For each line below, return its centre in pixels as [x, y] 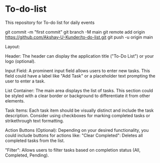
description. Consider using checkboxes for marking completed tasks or [78, 115]
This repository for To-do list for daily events [50, 22]
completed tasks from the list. [35, 141]
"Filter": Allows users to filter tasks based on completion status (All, [73, 150]
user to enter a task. [25, 81]
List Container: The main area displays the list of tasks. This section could [79, 90]
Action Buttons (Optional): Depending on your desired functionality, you [77, 130]
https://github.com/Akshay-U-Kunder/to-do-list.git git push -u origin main [79, 37]
